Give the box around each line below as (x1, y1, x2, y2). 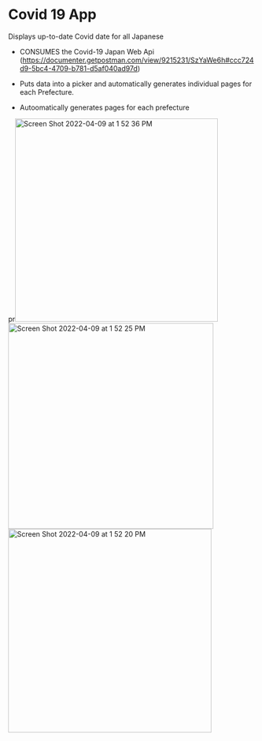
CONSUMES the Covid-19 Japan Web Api (19, 47, 155, 56)
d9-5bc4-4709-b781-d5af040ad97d (19, 63, 138, 73)
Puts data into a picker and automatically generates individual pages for (19, 79, 253, 88)
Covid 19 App (8, 6, 97, 24)
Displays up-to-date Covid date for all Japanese (8, 32, 164, 41)
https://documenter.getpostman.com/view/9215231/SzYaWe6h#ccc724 (22, 55, 254, 65)
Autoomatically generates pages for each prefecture (19, 103, 190, 112)
